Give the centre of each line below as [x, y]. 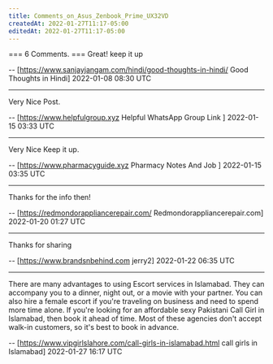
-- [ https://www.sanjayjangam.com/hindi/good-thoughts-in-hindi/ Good [129, 70]
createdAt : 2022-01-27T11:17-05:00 [69, 24]
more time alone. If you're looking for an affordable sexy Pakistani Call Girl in [136, 310]
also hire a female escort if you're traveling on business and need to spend [133, 301]
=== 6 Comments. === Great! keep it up [76, 54]
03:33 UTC [36, 126]
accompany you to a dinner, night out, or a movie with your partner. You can [136, 292]
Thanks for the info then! [50, 197]
